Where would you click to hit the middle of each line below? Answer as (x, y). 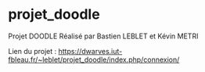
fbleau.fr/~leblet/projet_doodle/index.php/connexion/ (94, 59)
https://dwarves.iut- (90, 51)
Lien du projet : (32, 51)
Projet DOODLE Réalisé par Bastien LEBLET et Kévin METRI (103, 36)
